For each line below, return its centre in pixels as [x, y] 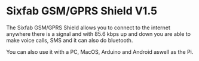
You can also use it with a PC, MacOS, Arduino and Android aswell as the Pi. [100, 51]
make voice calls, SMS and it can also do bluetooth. [70, 40]
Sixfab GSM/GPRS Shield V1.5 [82, 11]
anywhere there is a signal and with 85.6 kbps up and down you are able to [99, 33]
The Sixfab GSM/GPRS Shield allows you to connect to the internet [88, 28]
